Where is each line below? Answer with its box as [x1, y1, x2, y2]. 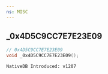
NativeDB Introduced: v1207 [6, 64, 77, 70]
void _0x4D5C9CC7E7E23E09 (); [6, 52, 79, 59]
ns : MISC [6, 8, 28, 15]
